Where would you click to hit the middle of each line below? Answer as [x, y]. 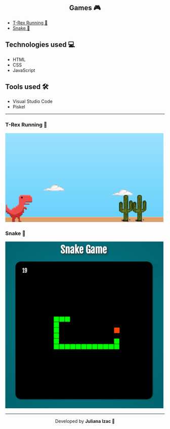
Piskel [19, 107]
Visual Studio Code [33, 101]
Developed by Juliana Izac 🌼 [85, 421]
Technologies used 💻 [40, 45]
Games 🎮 [85, 8]
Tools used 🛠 [27, 87]
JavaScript [24, 70]
